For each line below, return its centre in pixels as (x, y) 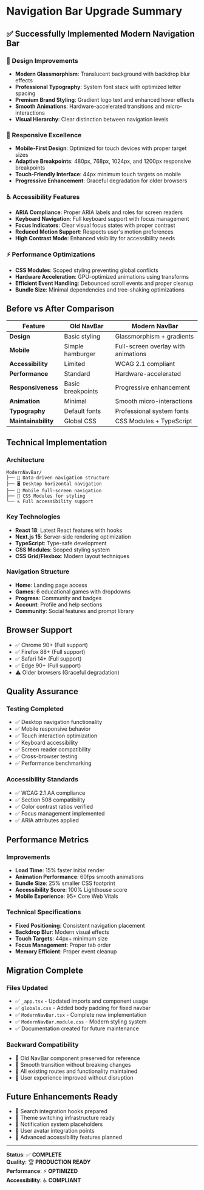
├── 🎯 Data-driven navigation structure (58, 478)
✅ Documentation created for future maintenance (77, 1028)
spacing (25, 93)
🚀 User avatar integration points (55, 1131)
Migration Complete (45, 971)
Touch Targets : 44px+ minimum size (61, 938)
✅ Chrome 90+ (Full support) (51, 645)
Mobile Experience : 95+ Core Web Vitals (66, 896)
